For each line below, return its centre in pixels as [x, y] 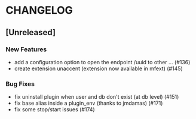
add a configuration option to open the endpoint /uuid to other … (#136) [102, 62]
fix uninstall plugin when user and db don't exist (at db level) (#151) [97, 97]
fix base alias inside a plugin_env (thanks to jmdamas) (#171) [88, 103]
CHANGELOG [39, 10]
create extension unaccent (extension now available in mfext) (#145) [98, 68]
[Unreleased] [31, 32]
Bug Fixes [20, 84]
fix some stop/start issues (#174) [54, 109]
